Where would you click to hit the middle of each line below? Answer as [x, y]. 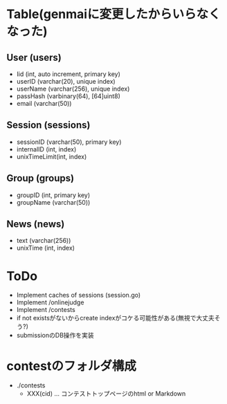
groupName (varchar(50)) [53, 202]
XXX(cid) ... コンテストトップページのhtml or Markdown [106, 394]
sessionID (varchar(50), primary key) [69, 142]
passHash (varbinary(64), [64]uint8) [68, 96]
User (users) [34, 57]
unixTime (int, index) [46, 248]
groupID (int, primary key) [53, 195]
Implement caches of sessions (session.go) [79, 295]
